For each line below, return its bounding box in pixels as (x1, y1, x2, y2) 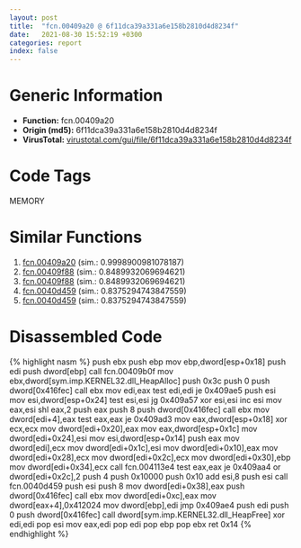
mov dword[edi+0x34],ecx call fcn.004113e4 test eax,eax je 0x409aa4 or (9, 461, 281, 472)
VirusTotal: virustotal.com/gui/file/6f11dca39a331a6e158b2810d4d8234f (22, 134, 292, 145)
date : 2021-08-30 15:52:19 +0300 (9, 30, 143, 39)
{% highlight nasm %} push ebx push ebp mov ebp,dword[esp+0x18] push (9, 356, 286, 367)
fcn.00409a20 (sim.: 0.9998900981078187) (22, 256, 184, 267)
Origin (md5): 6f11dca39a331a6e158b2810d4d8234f (22, 125, 217, 136)
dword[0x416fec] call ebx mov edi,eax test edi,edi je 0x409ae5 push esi (9, 384, 277, 396)
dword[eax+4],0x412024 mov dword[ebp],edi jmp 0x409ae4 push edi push (9, 499, 289, 510)
